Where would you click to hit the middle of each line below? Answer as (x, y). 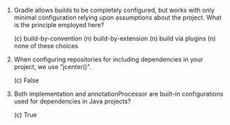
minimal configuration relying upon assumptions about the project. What (117, 17)
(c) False (26, 80)
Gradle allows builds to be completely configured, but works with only (114, 10)
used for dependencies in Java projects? (72, 101)
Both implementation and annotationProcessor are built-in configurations (118, 94)
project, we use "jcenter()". (53, 67)
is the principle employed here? (59, 25)
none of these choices (46, 46)
